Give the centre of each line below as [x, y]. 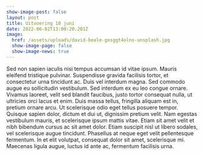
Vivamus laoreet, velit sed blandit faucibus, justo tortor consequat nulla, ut [100, 94]
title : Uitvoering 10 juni [40, 23]
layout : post [23, 18]
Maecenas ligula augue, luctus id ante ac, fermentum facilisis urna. [90, 146]
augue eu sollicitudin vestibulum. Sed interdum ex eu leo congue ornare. [97, 88]
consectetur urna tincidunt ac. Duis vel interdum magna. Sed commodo [96, 81]
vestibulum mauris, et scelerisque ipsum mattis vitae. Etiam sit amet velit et [100, 120]
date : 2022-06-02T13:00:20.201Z [47, 29]
